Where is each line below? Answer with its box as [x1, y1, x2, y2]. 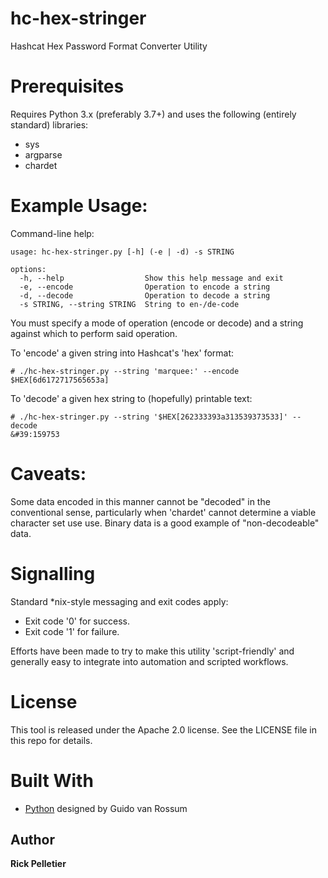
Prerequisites [10, 75, 125, 98]
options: [10, 264, 47, 274]
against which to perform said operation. [10, 327, 178, 339]
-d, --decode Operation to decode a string [19, 290, 271, 301]
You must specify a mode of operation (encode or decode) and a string [10, 317, 304, 329]
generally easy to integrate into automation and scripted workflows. [10, 655, 289, 667]
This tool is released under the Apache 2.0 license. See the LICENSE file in [10, 723, 318, 736]
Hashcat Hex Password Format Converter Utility [10, 40, 208, 52]
